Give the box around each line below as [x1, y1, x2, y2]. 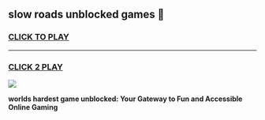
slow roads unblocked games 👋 [8, 8, 165, 21]
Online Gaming [8, 102, 58, 111]
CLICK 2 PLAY [8, 61, 63, 72]
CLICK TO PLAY [8, 32, 69, 43]
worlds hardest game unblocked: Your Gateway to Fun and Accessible [8, 94, 243, 103]
